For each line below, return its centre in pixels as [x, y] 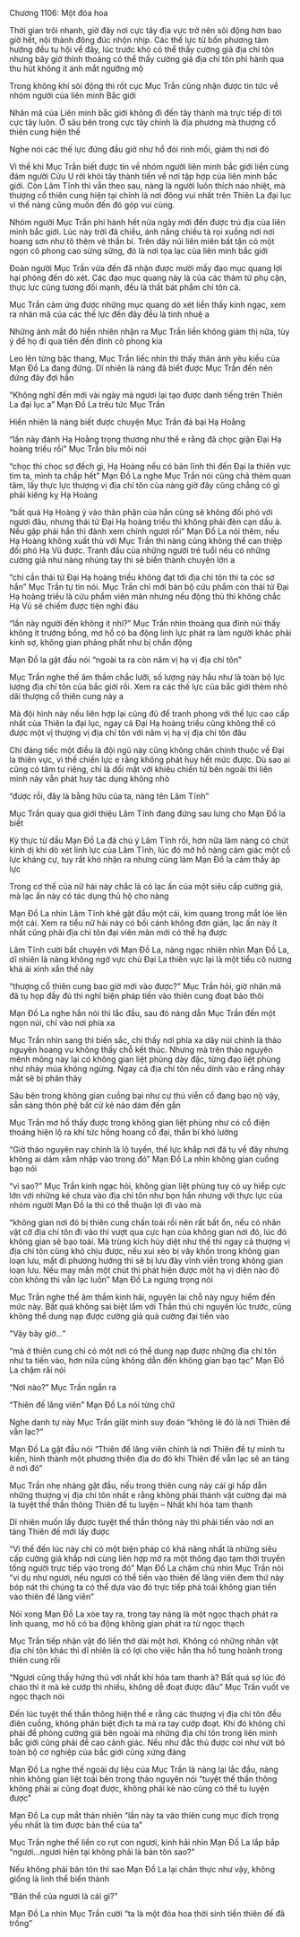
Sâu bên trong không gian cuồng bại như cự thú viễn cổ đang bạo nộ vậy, [145, 1096]
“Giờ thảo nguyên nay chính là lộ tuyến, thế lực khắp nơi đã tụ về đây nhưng [149, 1149]
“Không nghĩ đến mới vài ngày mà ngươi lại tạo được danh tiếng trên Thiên [146, 395]
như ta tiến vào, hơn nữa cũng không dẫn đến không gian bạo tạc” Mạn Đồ [147, 1360]
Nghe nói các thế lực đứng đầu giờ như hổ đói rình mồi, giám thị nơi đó [139, 149]
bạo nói [23, 1169]
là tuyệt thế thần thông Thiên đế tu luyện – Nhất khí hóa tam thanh [131, 1504]
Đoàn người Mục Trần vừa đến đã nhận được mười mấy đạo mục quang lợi [146, 268]
